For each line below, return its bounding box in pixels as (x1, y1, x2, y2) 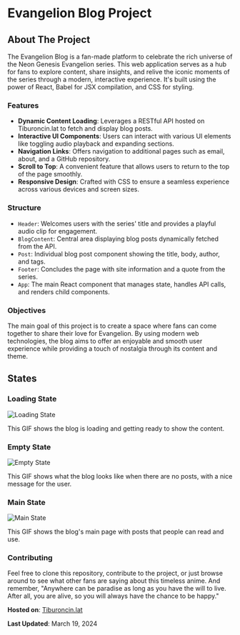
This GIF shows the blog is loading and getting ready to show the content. (7, 424, 225, 433)
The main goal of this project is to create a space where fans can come (7, 321, 217, 330)
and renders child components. (17, 287, 111, 296)
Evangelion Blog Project (7, 5, 152, 21)
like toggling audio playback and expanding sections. (17, 139, 175, 148)
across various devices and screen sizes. (17, 185, 139, 194)
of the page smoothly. (17, 170, 83, 179)
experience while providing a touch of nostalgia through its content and (7, 344, 218, 353)
